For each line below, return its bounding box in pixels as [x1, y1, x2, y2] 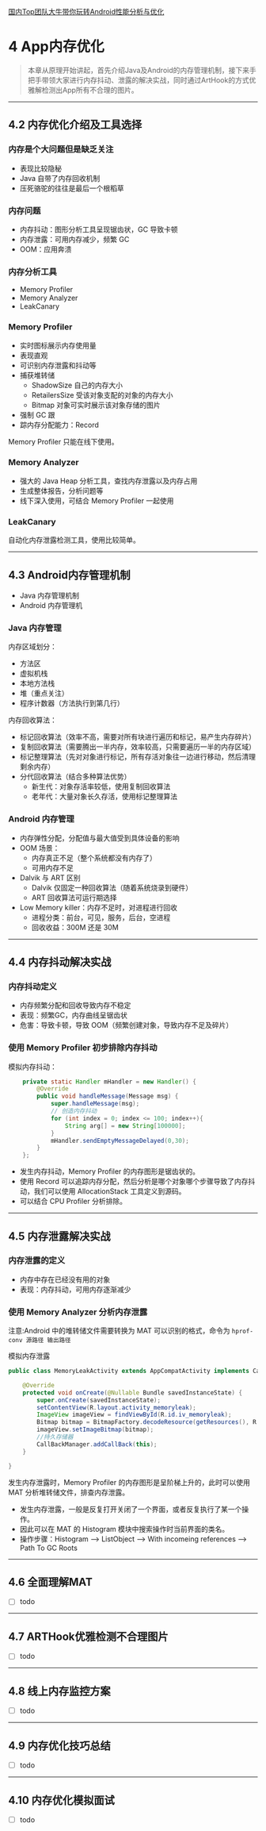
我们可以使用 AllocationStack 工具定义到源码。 [33, 1187, 186, 1196]
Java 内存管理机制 [19, 590, 80, 600]
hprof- [231, 1328, 253, 1336]
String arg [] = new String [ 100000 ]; [64, 1121, 186, 1129]
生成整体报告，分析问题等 [19, 486, 104, 495]
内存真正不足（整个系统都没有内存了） [31, 852, 157, 863]
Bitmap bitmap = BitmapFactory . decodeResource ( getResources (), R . [36, 1418, 260, 1426]
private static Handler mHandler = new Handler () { [22, 1078, 196, 1086]
